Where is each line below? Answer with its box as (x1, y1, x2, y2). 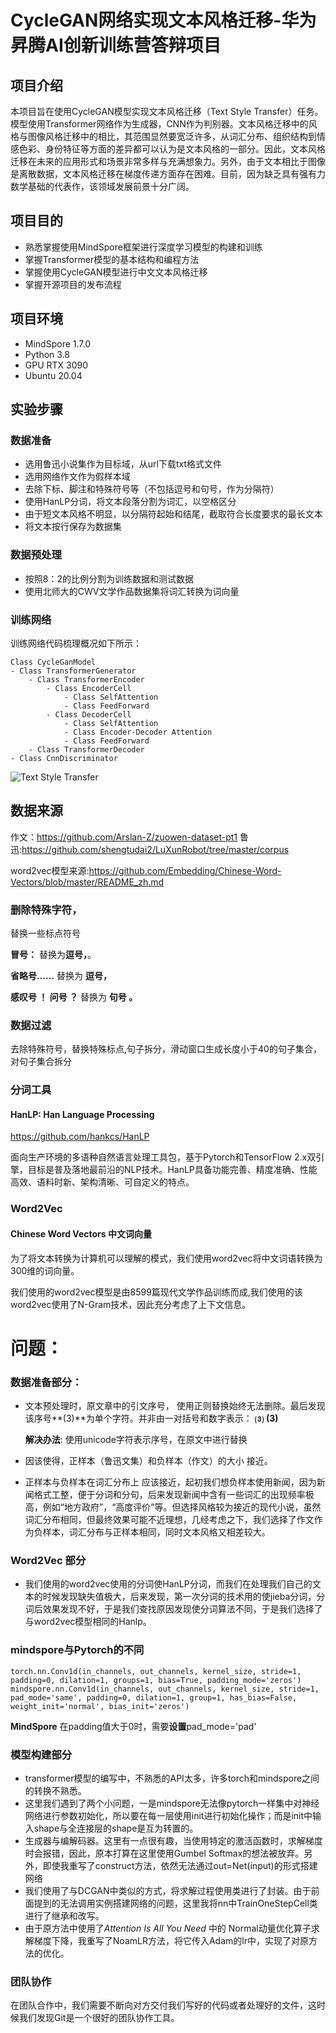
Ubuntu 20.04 (24, 369, 83, 381)
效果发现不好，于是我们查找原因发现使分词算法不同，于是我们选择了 (42, 1603, 323, 1615)
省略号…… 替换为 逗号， (10, 970, 112, 982)
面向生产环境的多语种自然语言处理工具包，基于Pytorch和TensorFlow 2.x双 (10, 1151, 317, 1163)
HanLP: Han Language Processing (10, 1108, 155, 1120)
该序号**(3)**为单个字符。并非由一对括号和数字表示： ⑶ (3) (24, 1412, 279, 1425)
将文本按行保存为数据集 (24, 521, 122, 533)
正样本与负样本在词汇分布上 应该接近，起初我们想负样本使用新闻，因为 (24, 1476, 317, 1488)
